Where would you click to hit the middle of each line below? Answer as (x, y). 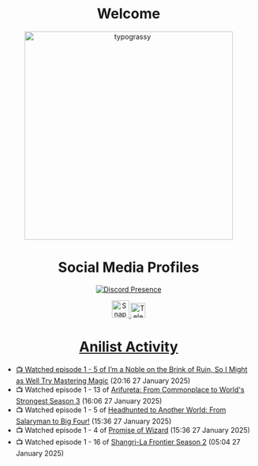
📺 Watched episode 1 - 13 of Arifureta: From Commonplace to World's (130, 389)
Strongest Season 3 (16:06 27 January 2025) (89, 400)
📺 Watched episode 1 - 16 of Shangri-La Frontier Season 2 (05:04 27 (128, 442)
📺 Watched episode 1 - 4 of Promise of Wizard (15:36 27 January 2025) (133, 430)
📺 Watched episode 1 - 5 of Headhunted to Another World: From (121, 410)
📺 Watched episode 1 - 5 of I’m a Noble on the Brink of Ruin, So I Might (131, 369)
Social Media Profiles (129, 267)
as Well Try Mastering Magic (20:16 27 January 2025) (103, 381)
